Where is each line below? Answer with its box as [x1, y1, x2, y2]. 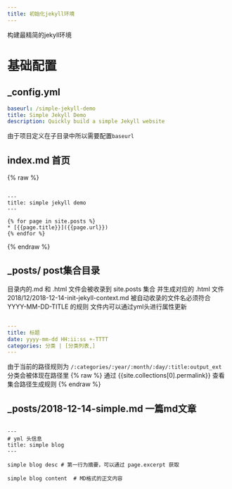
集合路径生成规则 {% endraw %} [7, 380, 101, 388]
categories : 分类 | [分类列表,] [7, 342, 96, 349]
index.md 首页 [7, 154, 70, 166]
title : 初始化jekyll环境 [7, 10, 75, 18]
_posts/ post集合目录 [7, 265, 101, 277]
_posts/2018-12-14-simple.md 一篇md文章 [7, 402, 197, 414]
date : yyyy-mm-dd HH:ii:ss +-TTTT [7, 335, 109, 342]
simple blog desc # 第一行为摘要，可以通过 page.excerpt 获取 [7, 462, 179, 469]
